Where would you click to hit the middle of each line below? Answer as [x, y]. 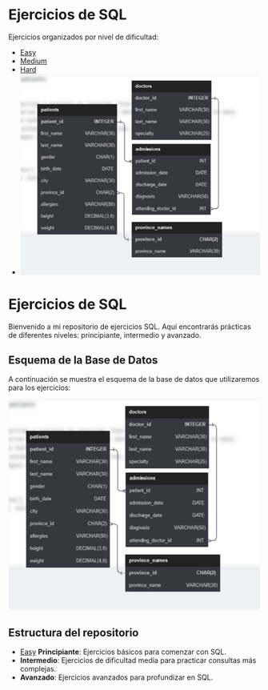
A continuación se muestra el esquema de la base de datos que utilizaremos [134, 379]
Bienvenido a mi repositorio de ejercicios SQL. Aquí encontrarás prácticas [130, 327]
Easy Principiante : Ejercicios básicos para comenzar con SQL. [123, 652]
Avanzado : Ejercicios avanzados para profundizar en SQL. [116, 677]
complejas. [38, 668]
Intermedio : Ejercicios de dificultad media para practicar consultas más [138, 660]
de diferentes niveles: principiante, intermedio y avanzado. [105, 335]
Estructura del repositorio [74, 633]
